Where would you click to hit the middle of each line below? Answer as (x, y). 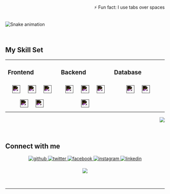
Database (128, 72)
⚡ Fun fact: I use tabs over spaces (129, 7)
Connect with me (33, 146)
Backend (74, 72)
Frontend (21, 72)
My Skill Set (24, 50)
